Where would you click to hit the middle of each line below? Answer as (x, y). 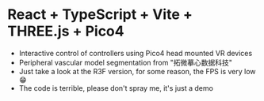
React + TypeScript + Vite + (100, 15)
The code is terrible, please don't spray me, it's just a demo (116, 88)
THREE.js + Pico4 (66, 31)
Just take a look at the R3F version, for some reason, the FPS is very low (137, 71)
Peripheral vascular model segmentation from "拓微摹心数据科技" (126, 62)
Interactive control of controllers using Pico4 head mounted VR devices (136, 53)
